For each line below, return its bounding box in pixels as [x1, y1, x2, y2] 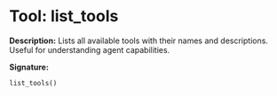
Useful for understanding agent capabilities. [9, 44, 170, 55]
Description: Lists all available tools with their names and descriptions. [9, 35, 269, 46]
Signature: [9, 62, 49, 72]
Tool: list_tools [9, 6, 119, 26]
